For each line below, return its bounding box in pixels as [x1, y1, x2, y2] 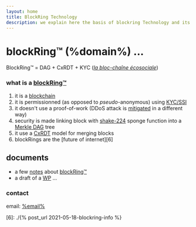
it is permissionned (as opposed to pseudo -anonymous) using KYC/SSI [14, 98, 187, 106]
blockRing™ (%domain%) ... [6, 45, 144, 58]
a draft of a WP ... [14, 174, 58, 182]
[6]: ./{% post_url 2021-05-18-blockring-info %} [6, 214, 122, 221]
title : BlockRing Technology [6, 14, 77, 20]
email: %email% [6, 202, 45, 209]
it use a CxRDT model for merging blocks [14, 130, 114, 137]
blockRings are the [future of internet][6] [14, 135, 113, 143]
